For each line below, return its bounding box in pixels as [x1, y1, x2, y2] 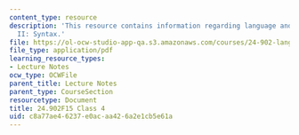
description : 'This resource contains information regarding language [9, 21, 277, 30]
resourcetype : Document [9, 95, 98, 105]
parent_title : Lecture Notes [9, 79, 117, 88]
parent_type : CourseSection [9, 87, 114, 96]
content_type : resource [9, 12, 98, 22]
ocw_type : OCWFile [9, 71, 77, 80]
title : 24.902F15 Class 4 [9, 104, 105, 113]
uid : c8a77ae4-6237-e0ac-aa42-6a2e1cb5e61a [9, 112, 174, 121]
